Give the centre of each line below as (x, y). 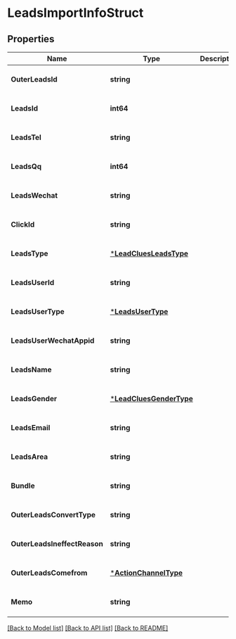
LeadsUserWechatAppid (53, 341)
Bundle (23, 486)
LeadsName (31, 369)
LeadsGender (34, 399)
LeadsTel (26, 137)
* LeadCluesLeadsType (149, 253)
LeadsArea (29, 457)
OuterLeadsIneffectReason (57, 544)
